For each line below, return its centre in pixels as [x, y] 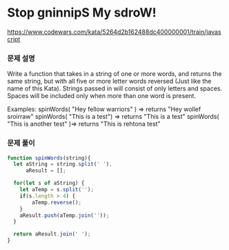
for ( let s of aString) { [49, 183]
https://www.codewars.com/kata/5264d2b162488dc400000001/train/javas [114, 32]
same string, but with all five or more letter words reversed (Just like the [109, 81]
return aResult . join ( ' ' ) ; [52, 234]
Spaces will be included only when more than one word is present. [102, 96]
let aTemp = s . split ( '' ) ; [57, 190]
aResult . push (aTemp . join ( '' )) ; [64, 215]
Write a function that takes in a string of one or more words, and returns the [114, 74]
